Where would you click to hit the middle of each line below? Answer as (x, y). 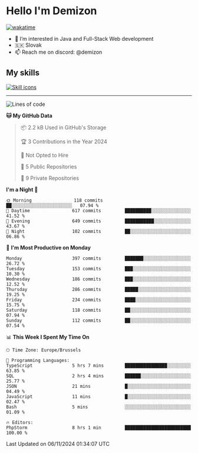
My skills (23, 73)
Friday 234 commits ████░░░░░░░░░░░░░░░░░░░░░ (99, 300)
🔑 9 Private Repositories (50, 178)
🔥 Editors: (20, 422)
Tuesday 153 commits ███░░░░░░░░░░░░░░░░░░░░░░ (99, 268)
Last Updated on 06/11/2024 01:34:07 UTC (58, 444)
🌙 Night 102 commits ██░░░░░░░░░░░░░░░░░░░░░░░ (99, 231)
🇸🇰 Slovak (28, 45)
